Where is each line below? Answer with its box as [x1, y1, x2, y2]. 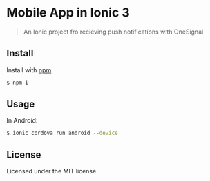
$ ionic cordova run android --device [6, 129, 118, 137]
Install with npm [6, 65, 52, 74]
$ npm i [6, 79, 29, 86]
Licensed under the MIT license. [6, 167, 98, 175]
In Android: [6, 116, 38, 125]
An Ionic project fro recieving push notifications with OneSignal [23, 28, 204, 36]
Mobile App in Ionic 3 [6, 5, 131, 21]
